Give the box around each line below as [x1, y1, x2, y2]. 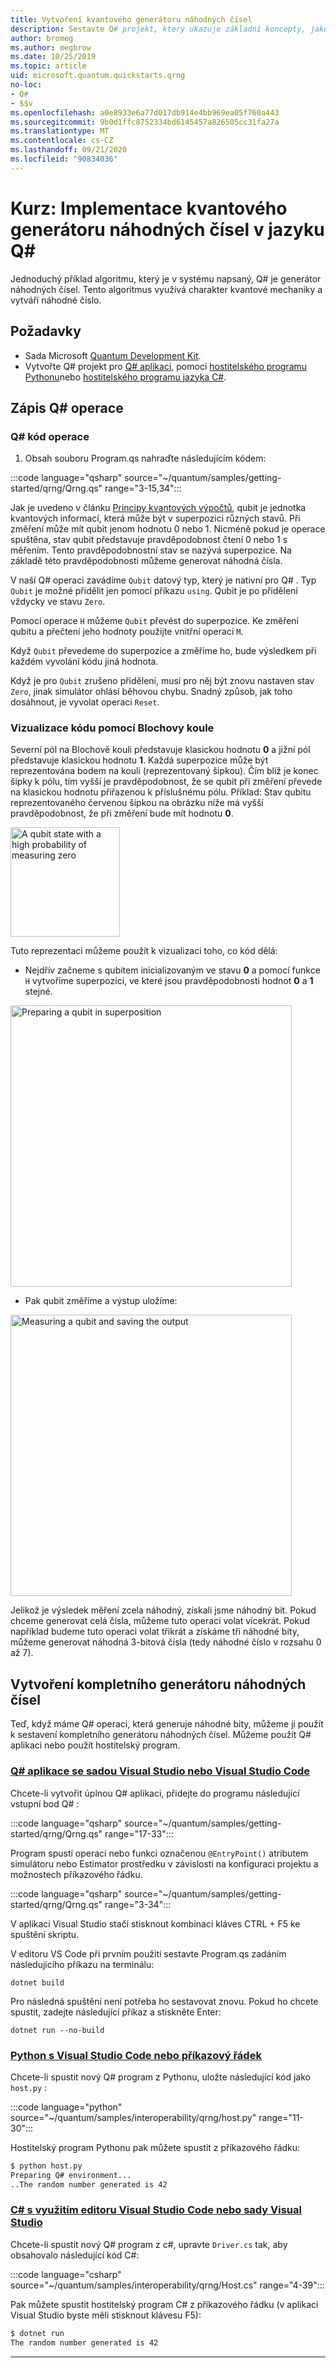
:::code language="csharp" [10, 2268, 122, 2280]
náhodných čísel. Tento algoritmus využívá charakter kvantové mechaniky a [10, 283, 323, 295]
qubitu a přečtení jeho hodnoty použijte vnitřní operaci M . [10, 626, 244, 638]
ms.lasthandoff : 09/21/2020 [10, 145, 128, 155]
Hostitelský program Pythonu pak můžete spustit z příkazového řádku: [10, 2141, 301, 2153]
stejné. [24, 986, 53, 998]
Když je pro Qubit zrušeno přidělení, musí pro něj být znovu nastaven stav [10, 675, 315, 687]
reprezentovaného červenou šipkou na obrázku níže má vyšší [10, 797, 264, 809]
